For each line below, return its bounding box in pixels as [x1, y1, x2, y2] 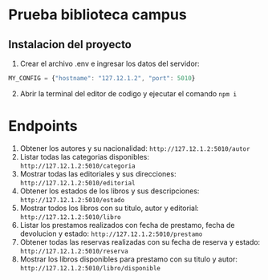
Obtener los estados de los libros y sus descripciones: [19, 186, 200, 196]
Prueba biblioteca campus [8, 6, 187, 24]
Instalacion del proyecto [8, 38, 132, 51]
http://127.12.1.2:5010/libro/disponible [19, 264, 160, 272]
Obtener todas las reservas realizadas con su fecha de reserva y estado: [19, 237, 261, 246]
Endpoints [8, 117, 78, 136]
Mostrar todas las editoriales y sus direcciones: [19, 168, 177, 178]
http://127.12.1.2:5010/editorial [19, 179, 136, 187]
